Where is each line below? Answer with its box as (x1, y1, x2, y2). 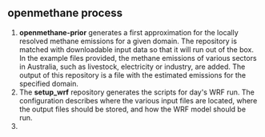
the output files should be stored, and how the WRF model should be (18, 104, 246, 114)
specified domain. (18, 79, 79, 88)
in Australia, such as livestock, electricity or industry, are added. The (18, 62, 246, 71)
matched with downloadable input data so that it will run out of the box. (18, 44, 254, 54)
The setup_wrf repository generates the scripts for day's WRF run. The (18, 87, 255, 97)
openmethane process (7, 6, 123, 20)
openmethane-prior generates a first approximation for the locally (18, 27, 239, 37)
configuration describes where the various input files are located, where (18, 95, 258, 105)
